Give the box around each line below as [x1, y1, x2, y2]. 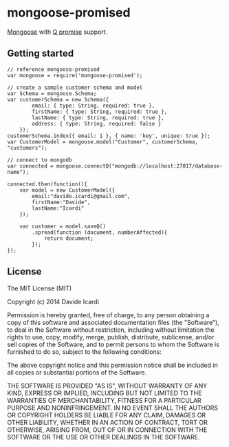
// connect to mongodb [7, 157, 72, 163]
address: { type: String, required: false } [32, 120, 162, 127]
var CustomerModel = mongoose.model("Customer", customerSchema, [7, 138, 198, 146]
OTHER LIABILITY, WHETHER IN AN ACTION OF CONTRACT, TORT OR [7, 418, 208, 426]
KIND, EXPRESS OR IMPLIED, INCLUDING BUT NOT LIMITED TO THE [7, 388, 202, 397]
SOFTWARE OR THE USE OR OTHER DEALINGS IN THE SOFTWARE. [7, 433, 200, 441]
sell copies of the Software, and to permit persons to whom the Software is [7, 340, 220, 348]
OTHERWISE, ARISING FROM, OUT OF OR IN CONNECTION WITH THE [7, 426, 208, 434]
